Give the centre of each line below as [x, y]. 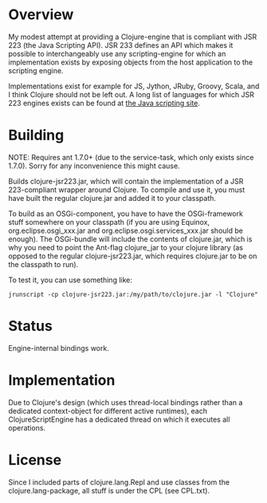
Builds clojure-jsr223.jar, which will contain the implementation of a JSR [126, 181]
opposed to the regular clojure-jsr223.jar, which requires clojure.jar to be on [133, 256]
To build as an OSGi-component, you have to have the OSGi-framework [126, 214]
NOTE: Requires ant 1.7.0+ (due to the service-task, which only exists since [131, 157]
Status [31, 326]
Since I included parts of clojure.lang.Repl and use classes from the [119, 482]
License [35, 460]
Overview [41, 15]
